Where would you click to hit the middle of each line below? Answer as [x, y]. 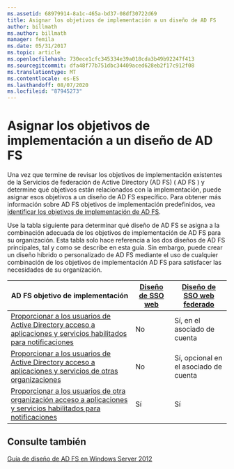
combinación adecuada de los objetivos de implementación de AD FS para [114, 233]
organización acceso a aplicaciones [69, 400]
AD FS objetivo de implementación [70, 295]
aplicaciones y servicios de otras [64, 371]
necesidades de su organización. [55, 270]
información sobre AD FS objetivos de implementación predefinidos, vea [111, 205]
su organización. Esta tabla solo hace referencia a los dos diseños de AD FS [116, 240]
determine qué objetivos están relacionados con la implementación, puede [114, 190]
